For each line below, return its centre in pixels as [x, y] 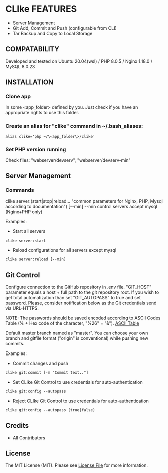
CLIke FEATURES [41, 9]
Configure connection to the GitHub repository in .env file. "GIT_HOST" [78, 287]
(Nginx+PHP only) [24, 212]
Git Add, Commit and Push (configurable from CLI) [64, 28]
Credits [17, 426]
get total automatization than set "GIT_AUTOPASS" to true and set [73, 298]
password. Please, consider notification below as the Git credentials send [81, 303]
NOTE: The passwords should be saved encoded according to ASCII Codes [83, 318]
